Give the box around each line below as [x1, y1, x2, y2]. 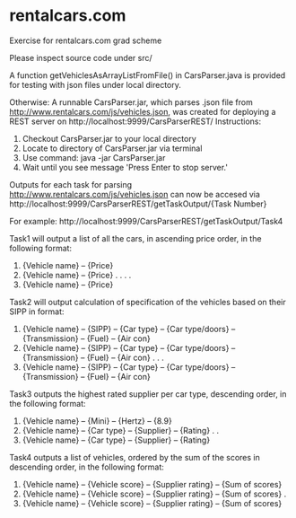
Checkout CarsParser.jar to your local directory [22, 133, 196, 144]
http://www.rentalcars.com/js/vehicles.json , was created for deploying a [9, 106, 276, 117]
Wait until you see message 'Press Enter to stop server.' [22, 162, 229, 172]
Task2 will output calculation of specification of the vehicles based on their [9, 296, 286, 307]
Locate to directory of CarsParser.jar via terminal [22, 143, 203, 154]
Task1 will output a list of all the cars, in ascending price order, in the [9, 233, 262, 243]
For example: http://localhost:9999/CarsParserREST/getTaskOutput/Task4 [9, 215, 283, 226]
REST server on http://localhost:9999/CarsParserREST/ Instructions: [9, 116, 262, 127]
